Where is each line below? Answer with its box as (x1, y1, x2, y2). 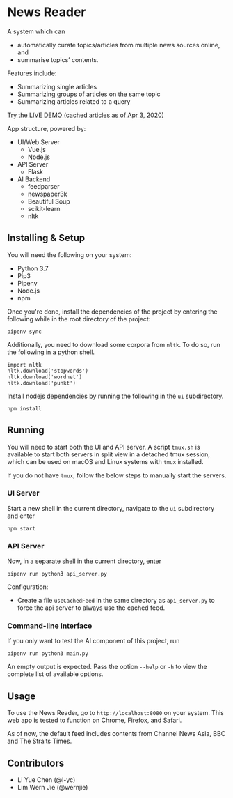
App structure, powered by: (7, 124, 86, 132)
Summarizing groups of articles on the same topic (17, 90, 161, 98)
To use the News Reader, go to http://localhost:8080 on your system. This (7, 709, 224, 717)
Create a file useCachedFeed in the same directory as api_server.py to (17, 597, 216, 605)
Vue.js (27, 145, 47, 153)
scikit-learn (27, 204, 61, 213)
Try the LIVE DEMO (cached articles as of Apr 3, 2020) (7, 111, 165, 119)
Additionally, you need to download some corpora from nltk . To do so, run (7, 340, 220, 348)
